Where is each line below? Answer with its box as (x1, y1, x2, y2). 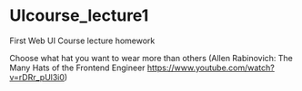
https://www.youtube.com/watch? (146, 62, 275, 73)
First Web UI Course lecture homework (9, 35, 156, 46)
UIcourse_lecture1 (9, 5, 149, 26)
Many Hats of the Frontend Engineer (9, 62, 146, 73)
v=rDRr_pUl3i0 (9, 71, 65, 82)
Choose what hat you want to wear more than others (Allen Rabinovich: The (9, 52, 294, 63)
